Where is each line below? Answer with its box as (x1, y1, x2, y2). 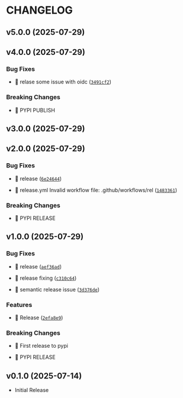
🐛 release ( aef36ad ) (14, 263, 62, 270)
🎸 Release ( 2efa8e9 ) (14, 314, 63, 321)
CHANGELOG (6, 4, 73, 17)
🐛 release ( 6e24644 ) (14, 175, 62, 182)
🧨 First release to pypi (14, 342, 68, 350)
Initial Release (14, 387, 49, 394)
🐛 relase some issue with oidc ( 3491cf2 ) (14, 78, 111, 86)
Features (6, 300, 33, 309)
